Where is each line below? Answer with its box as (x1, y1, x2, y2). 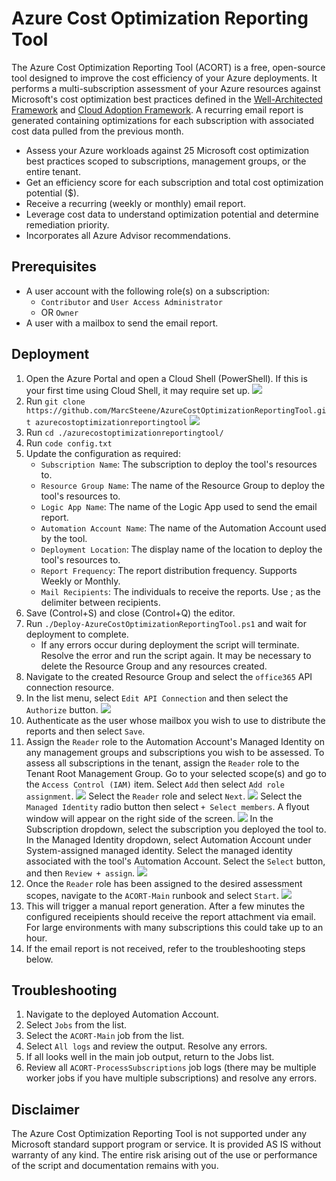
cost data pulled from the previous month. (11, 125, 184, 137)
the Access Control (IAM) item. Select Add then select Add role (25, 778, 285, 790)
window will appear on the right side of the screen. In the (25, 812, 274, 824)
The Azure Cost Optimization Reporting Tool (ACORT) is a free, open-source (11, 61, 326, 73)
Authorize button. (25, 703, 99, 716)
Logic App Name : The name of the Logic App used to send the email (40, 500, 318, 512)
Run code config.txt (25, 437, 113, 449)
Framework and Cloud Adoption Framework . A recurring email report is (11, 103, 304, 116)
